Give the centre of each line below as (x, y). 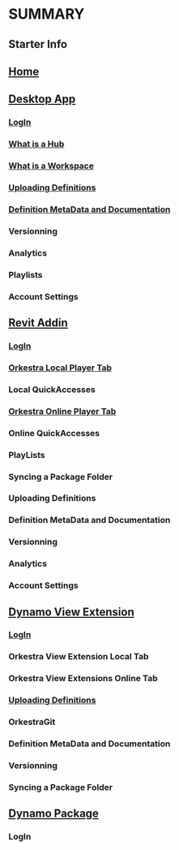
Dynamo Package (54, 814)
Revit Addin (38, 323)
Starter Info (38, 44)
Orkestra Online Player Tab (62, 411)
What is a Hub (36, 145)
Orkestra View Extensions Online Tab (83, 679)
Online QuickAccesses (54, 433)
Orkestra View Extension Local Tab (79, 657)
